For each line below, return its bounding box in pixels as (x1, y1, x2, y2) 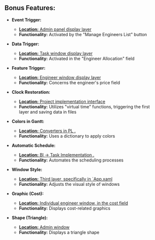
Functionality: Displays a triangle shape (19, 229, 99, 235)
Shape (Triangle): (11, 215, 48, 220)
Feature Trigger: (11, 65, 46, 71)
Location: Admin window (19, 224, 70, 230)
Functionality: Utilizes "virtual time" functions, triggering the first (19, 103, 150, 109)
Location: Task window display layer (19, 50, 93, 56)
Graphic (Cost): (11, 190, 44, 197)
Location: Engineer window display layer (19, 74, 101, 80)
